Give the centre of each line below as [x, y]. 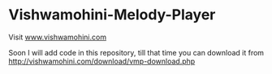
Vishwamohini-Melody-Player [112, 15]
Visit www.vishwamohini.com [58, 37]
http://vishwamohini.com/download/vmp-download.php [102, 61]
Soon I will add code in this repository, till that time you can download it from [136, 52]
